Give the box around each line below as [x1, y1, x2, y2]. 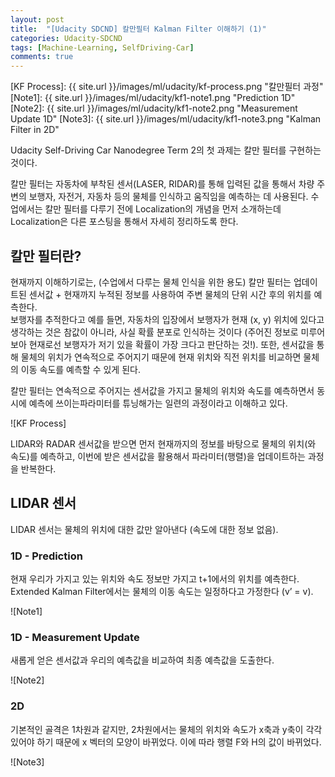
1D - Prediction [10, 549, 83, 563]
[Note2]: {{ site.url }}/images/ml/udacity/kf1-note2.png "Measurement [10, 102, 298, 115]
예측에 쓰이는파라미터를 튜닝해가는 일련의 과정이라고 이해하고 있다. [28, 397, 288, 409]
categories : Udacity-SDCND [10, 33, 123, 43]
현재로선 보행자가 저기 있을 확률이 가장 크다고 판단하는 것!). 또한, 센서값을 [28, 338, 315, 350]
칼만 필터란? [10, 247, 82, 265]
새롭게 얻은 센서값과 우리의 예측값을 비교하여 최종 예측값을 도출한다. [10, 654, 275, 666]
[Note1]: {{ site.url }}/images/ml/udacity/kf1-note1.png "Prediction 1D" [10, 92, 296, 104]
